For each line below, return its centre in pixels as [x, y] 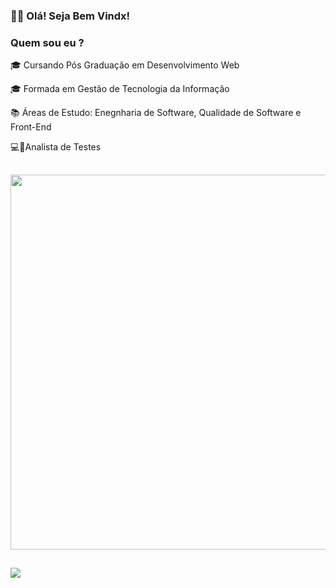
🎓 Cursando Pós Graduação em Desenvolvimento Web [125, 65]
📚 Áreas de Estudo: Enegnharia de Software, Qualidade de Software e [156, 113]
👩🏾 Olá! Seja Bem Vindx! [70, 16]
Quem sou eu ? [47, 42]
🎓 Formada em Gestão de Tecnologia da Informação [120, 89]
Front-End [31, 127]
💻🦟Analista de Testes [56, 147]
